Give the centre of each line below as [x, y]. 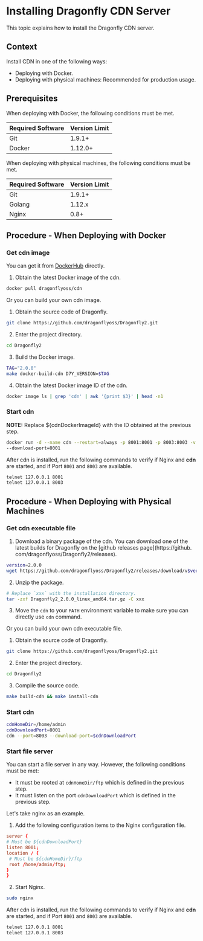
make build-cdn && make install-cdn [52, 697]
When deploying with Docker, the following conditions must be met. [90, 113]
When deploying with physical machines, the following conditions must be [98, 163]
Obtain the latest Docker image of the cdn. [68, 278]
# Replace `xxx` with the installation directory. [71, 593]
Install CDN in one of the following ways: [57, 61]
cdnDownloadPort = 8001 [34, 730]
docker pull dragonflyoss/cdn [44, 289]
